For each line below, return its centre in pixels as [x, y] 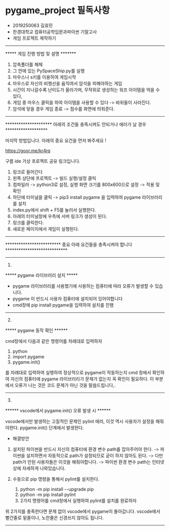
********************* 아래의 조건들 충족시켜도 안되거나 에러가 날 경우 [76, 124]
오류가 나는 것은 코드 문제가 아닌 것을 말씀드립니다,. [65, 385]
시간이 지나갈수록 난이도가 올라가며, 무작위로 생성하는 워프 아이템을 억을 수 [86, 90]
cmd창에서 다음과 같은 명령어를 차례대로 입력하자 [54, 341]
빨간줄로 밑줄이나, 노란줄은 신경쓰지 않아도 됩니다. [55, 517]
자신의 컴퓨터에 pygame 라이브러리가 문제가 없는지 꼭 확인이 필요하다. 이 [82, 379]
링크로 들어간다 [28, 172]
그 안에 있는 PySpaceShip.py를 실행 [49, 70]
